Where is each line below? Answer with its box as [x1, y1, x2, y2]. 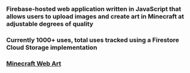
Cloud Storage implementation [6, 43, 98, 51]
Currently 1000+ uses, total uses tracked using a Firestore [6, 35, 179, 44]
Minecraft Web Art [6, 59, 62, 68]
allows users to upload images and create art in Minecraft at [6, 12, 185, 20]
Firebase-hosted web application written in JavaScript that [6, 5, 182, 13]
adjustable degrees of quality [6, 20, 94, 28]
